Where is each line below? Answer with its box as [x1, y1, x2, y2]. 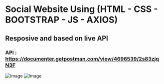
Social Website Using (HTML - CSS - [5, 3, 158, 15]
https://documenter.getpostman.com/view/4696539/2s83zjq [5, 55, 160, 62]
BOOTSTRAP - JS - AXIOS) [5, 14, 118, 25]
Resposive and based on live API [5, 34, 108, 42]
